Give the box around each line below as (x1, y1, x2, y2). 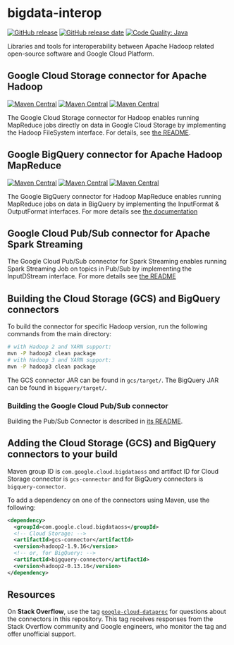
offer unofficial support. (7, 629, 76, 639)
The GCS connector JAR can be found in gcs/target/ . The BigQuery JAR (7, 376, 219, 384)
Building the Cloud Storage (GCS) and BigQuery (7, 293, 221, 305)
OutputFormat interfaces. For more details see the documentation (7, 207, 198, 216)
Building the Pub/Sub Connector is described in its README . (7, 417, 183, 425)
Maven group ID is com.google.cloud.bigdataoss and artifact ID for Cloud (7, 467, 219, 475)
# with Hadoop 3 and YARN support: (7, 356, 112, 364)
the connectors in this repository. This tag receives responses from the (7, 615, 214, 623)
